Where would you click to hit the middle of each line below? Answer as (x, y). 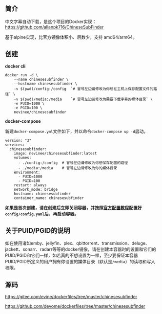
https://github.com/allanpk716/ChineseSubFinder (54, 27)
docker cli (15, 66)
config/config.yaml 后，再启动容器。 (42, 214)
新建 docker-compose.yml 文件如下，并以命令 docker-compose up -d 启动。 (77, 131)
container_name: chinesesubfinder (49, 198)
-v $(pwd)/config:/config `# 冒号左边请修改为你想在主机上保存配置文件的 (84, 89)
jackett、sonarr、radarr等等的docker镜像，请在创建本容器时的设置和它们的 (81, 249)
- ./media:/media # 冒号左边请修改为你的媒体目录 (67, 168)
